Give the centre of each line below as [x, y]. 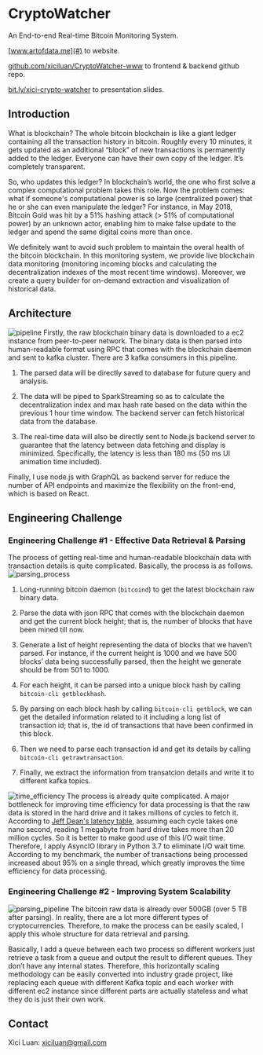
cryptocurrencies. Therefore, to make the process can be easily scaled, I [126, 925]
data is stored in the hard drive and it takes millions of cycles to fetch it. [123, 813]
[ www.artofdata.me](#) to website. [64, 50]
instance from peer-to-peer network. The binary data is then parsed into [125, 341]
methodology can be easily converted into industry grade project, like [121, 974]
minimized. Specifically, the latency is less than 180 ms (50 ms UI [124, 453]
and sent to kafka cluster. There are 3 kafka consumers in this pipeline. [123, 357]
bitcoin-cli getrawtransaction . [71, 757]
